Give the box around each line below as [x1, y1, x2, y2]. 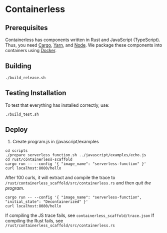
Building [5, 62, 31, 71]
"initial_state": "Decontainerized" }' [5, 199, 88, 204]
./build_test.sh [5, 112, 39, 117]
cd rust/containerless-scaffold [5, 157, 72, 162]
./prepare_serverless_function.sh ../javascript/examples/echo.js [5, 153, 146, 158]
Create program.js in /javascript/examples [12, 139, 99, 145]
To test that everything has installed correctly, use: [5, 102, 109, 108]
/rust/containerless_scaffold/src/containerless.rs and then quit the [5, 180, 151, 186]
